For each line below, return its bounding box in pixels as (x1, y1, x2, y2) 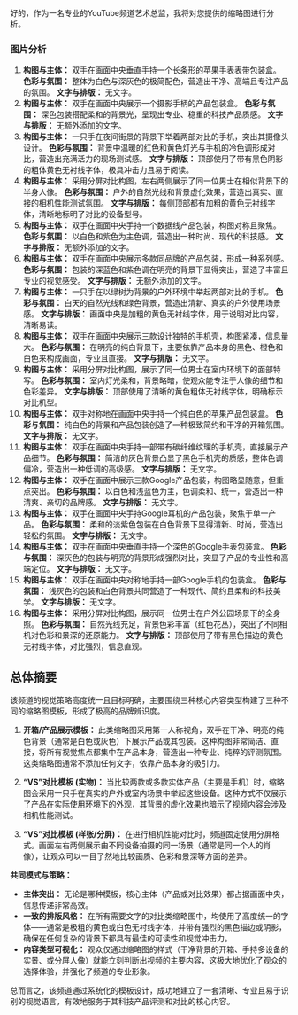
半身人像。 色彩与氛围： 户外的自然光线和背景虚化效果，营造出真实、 (22, 187, 276, 198)
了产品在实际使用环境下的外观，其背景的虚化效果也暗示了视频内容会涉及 (22, 799, 287, 809)
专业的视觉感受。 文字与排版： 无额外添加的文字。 (22, 276, 206, 286)
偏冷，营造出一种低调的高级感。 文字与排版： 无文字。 (22, 464, 222, 474)
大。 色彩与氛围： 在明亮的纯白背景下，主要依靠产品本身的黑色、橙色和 (22, 342, 284, 353)
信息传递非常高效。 (22, 900, 94, 910)
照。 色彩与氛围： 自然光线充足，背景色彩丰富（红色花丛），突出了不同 (22, 619, 279, 629)
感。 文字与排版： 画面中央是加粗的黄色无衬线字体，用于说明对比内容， (22, 308, 284, 319)
